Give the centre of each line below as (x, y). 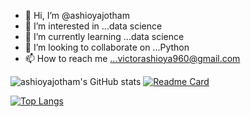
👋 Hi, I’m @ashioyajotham (77, 15)
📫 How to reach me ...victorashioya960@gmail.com (132, 58)
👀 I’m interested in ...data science (93, 26)
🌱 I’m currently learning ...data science (104, 36)
